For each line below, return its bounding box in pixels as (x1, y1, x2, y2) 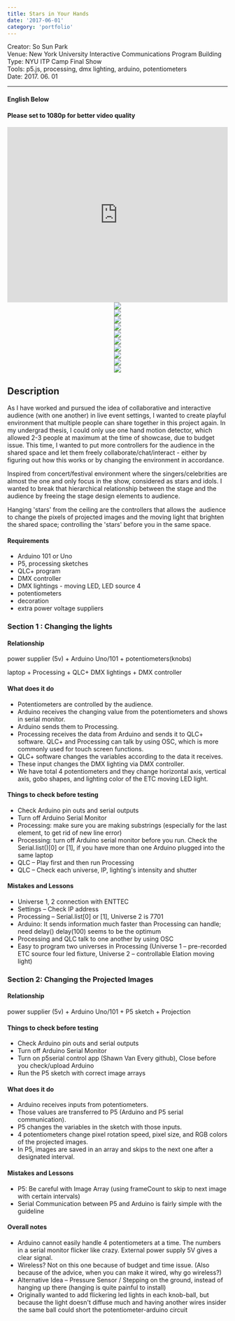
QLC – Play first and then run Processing (17, 858, 134, 866)
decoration (17, 597, 49, 605)
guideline (17, 1207, 45, 1215)
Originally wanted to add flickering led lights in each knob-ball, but (17, 1290, 210, 1299)
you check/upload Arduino (17, 1061, 94, 1070)
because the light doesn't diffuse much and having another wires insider (17, 1298, 227, 1306)
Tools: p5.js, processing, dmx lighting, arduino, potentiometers (7, 65, 187, 74)
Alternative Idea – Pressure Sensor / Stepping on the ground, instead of (17, 1275, 224, 1284)
